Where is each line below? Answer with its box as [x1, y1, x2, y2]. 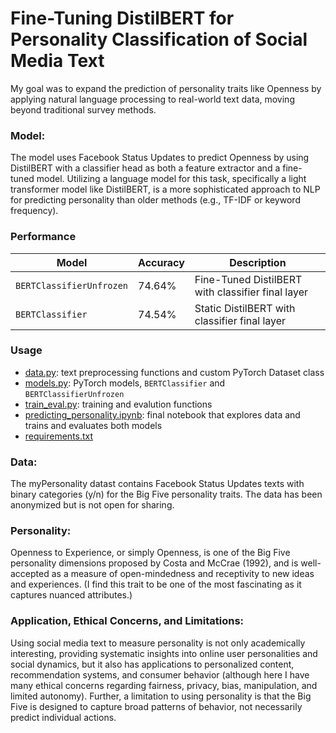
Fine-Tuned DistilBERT [194, 272, 303, 286]
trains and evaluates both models [24, 419, 163, 431]
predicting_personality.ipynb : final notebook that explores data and [24, 408, 301, 421]
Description [229, 255, 287, 269]
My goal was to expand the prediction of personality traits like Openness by [10, 82, 322, 94]
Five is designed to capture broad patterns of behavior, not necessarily [10, 700, 303, 712]
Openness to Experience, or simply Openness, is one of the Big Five [10, 547, 291, 559]
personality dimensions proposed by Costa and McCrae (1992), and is [10, 557, 299, 569]
